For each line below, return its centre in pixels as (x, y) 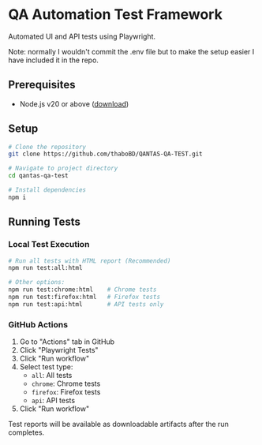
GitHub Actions (38, 324)
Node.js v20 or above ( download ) (74, 103)
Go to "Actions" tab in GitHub (67, 342)
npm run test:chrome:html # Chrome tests (82, 290)
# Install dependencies (47, 190)
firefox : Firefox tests (66, 392)
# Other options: (37, 282)
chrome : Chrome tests (66, 383)
